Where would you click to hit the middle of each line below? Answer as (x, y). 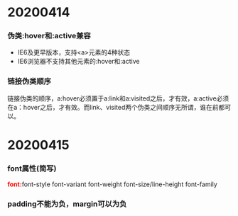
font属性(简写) (32, 169)
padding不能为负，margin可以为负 (67, 204)
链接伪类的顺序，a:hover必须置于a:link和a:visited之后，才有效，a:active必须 (118, 98)
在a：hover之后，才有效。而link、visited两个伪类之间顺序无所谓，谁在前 (113, 107)
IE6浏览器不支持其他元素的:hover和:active (79, 62)
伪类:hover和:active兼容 (49, 36)
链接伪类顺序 (29, 81)
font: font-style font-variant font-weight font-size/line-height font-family (113, 184)
